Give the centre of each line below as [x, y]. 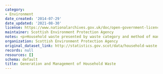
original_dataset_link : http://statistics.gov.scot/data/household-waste [81, 46]
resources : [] [19, 55]
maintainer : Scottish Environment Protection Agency [59, 32]
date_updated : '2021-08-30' [33, 23]
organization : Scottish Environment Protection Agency [62, 41]
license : [14, 28]
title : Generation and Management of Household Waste [61, 64]
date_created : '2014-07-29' [33, 18]
